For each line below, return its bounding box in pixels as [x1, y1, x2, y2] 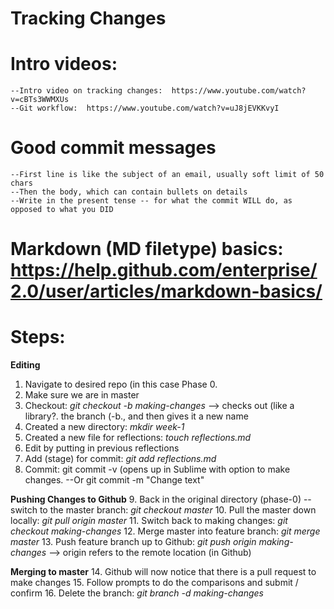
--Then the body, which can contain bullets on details [10, 187, 248, 197]
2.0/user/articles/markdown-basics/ [10, 280, 323, 303]
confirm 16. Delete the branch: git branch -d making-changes [10, 587, 264, 599]
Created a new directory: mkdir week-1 [24, 421, 185, 433]
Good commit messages [10, 137, 217, 159]
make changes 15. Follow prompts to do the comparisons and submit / [10, 577, 299, 589]
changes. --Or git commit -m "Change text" [24, 474, 205, 486]
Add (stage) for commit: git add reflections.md [24, 453, 217, 465]
